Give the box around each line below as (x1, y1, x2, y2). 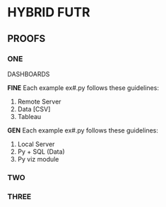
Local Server (17, 140, 55, 148)
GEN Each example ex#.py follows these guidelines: (7, 125, 159, 135)
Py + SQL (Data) (17, 147, 65, 156)
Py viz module (17, 155, 59, 163)
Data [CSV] (17, 104, 51, 113)
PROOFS (7, 33, 46, 45)
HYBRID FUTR (7, 4, 90, 21)
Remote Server (17, 97, 61, 106)
